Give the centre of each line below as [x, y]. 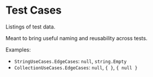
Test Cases [34, 10]
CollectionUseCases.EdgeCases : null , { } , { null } [76, 67]
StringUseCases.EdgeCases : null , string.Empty [70, 61]
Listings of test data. [31, 27]
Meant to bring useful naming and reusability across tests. [76, 38]
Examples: [18, 49]
